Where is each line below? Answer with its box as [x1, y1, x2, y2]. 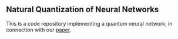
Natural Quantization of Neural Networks [6, 5, 159, 15]
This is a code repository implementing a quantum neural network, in [6, 20, 173, 27]
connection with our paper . [6, 26, 72, 33]
